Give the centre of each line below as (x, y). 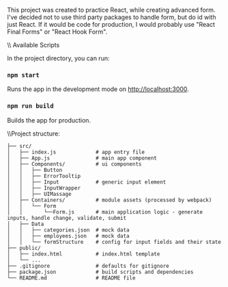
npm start (23, 75)
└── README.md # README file (71, 278)
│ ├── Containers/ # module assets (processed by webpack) (110, 200)
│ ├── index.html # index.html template (84, 254)
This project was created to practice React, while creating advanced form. (111, 10)
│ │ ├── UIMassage (39, 194)
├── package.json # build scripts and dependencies (100, 272)
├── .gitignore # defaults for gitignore (88, 266)
